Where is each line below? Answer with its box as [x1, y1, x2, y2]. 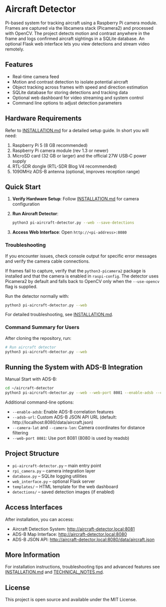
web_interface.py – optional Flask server [12, 478, 95, 484]
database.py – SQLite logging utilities [12, 473, 87, 479]
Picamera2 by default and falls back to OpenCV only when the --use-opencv [5, 278, 160, 284]
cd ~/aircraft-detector [5, 386, 54, 391]
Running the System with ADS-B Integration [5, 363, 143, 372]
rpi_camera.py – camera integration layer [12, 467, 95, 473]
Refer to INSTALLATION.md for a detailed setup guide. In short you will [5, 127, 149, 133]
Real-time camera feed [12, 73, 59, 80]
